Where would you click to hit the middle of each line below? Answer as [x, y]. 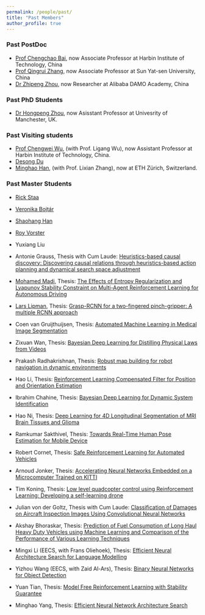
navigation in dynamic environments [61, 367]
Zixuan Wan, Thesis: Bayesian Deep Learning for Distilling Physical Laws [106, 342]
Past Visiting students [40, 135]
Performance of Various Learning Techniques [72, 538]
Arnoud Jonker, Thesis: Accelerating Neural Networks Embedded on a [103, 470]
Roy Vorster [30, 232]
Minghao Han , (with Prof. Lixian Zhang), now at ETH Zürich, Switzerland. [106, 168]
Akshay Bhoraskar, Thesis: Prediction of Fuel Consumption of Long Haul [106, 525]
